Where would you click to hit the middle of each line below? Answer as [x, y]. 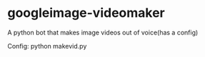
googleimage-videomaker [86, 13]
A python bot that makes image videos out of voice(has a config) [103, 32]
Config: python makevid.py [47, 46]
